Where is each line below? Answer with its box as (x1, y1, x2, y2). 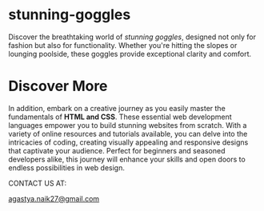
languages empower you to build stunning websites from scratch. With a (8, 120, 247, 129)
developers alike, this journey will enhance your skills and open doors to (8, 154, 246, 164)
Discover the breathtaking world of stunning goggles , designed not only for (8, 32, 257, 42)
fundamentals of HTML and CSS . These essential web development (8, 112, 232, 121)
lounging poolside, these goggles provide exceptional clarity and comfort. (8, 49, 252, 58)
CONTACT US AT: (8, 178, 67, 188)
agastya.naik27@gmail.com (8, 193, 100, 203)
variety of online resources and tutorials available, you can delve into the (8, 129, 248, 138)
